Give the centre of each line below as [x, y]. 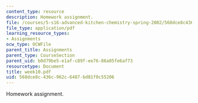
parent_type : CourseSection [41, 55]
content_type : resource [35, 11]
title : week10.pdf [29, 72]
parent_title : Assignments [39, 50]
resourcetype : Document [35, 66]
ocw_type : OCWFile [29, 45]
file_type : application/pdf [41, 28]
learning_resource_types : [38, 34]
